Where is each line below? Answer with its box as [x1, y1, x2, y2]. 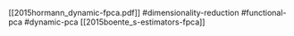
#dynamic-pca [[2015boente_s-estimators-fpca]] [24, 17, 206, 27]
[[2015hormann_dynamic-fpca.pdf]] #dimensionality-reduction [8, 8, 239, 18]
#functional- [240, 8, 287, 18]
